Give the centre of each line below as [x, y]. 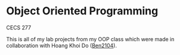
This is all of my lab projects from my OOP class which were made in [90, 39]
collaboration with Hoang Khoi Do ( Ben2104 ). [62, 45]
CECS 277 [19, 27]
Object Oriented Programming [82, 11]
